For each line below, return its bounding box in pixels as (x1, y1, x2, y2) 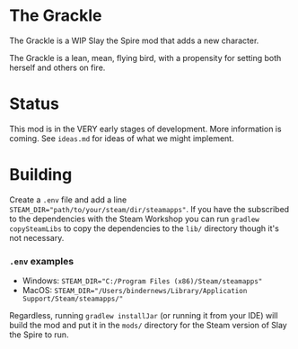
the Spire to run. (9, 329, 69, 340)
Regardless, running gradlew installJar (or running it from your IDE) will (9, 310, 278, 321)
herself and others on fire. (9, 62, 106, 73)
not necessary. (9, 232, 65, 243)
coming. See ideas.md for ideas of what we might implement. (9, 132, 235, 144)
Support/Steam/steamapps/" (22, 294, 124, 304)
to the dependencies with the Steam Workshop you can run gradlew (9, 213, 260, 224)
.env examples (9, 255, 74, 267)
